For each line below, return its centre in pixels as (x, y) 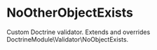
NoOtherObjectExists (70, 13)
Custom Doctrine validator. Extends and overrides (78, 32)
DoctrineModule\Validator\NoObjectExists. (68, 39)
